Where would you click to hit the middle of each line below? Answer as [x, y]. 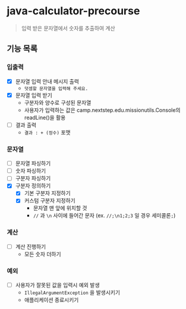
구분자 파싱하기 [33, 178]
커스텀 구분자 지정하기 [50, 201]
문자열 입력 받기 [34, 95]
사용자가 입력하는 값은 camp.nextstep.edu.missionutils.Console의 [102, 110]
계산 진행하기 [31, 246]
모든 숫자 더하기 [42, 254]
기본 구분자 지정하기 [47, 193]
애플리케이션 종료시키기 [51, 300]
